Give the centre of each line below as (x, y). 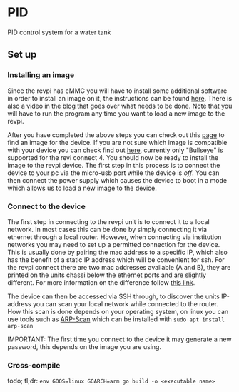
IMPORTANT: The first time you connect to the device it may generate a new (119, 339)
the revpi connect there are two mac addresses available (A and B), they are (119, 267)
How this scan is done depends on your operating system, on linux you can (118, 311)
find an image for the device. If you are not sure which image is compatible (117, 142)
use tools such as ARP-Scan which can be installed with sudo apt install (116, 319)
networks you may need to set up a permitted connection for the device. (114, 244)
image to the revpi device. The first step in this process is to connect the (114, 165)
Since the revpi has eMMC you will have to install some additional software (117, 91)
